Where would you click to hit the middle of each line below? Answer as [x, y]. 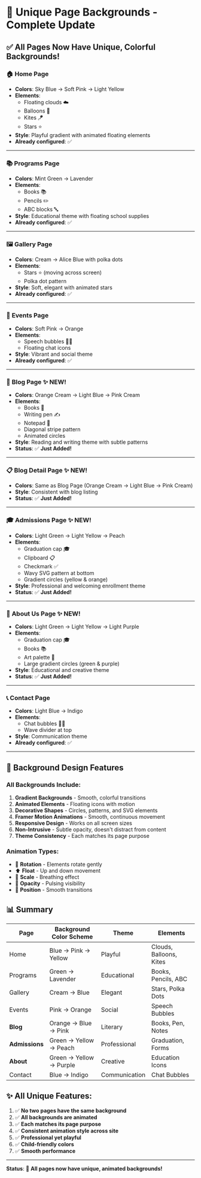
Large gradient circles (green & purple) [71, 664]
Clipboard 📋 [39, 558]
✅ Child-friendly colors [45, 1144]
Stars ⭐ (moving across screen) [63, 272]
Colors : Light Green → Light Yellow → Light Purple [77, 626]
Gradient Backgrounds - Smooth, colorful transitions [80, 797]
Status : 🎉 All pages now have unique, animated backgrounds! [84, 1168]
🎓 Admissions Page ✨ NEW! [49, 520]
